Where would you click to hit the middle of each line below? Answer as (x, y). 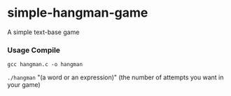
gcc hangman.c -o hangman (45, 65)
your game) (24, 85)
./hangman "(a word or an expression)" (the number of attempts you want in (115, 77)
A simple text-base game (43, 32)
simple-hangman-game (78, 13)
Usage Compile (34, 50)
